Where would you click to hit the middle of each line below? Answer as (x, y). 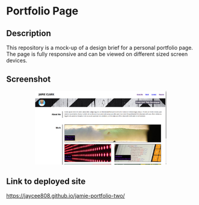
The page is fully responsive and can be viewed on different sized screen (97, 54)
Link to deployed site (46, 181)
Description (29, 33)
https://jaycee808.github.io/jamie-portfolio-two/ (66, 196)
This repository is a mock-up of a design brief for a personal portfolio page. (100, 47)
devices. (17, 60)
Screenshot (29, 79)
